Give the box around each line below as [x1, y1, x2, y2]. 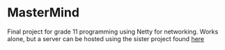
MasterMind [7, 5, 80, 21]
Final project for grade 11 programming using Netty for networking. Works [7, 27, 219, 36]
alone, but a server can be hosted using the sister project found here [7, 34, 205, 42]
